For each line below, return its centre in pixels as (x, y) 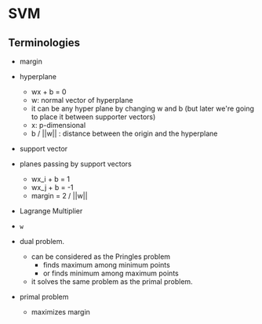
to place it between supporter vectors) (93, 117)
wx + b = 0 (49, 92)
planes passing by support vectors (75, 164)
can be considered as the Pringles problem (101, 257)
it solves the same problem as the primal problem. (112, 282)
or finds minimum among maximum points (111, 273)
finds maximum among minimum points (106, 265)
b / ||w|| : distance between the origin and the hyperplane (124, 133)
